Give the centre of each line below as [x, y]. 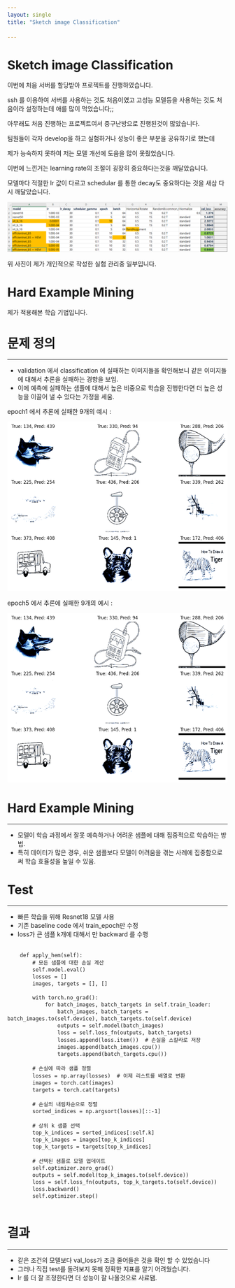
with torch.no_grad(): [65, 998]
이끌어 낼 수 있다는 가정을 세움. [72, 397]
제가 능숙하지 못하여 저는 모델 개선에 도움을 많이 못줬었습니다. [91, 153]
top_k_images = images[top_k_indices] [89, 1140]
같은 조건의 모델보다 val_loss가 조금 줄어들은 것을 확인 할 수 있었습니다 [114, 1260]
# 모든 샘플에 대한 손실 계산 [68, 963]
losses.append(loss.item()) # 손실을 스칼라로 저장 [129, 1040]
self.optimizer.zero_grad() [73, 1168]
